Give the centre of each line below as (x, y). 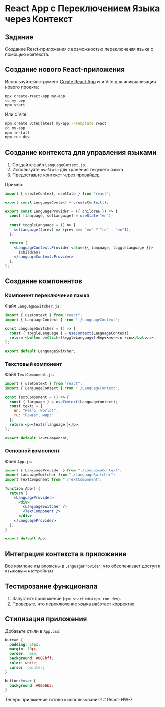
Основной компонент (33, 450)
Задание (19, 37)
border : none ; (24, 654)
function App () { (23, 488)
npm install (17, 133)
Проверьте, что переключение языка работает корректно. (74, 604)
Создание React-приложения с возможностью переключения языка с (79, 49)
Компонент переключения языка (47, 295)
